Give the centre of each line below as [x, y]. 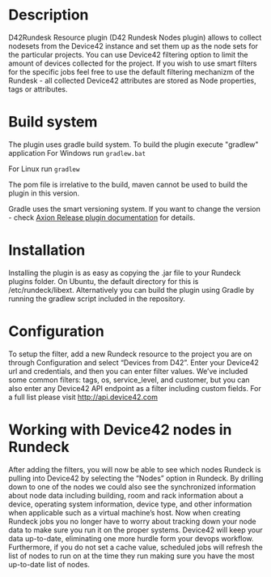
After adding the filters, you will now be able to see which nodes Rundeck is [135, 469]
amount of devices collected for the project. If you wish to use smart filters [133, 63]
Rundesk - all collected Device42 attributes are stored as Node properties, [132, 80]
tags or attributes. [38, 89]
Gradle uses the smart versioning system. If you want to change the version [134, 209]
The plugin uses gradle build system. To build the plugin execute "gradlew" [133, 144]
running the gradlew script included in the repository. [97, 299]
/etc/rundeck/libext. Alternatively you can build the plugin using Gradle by [131, 290]
